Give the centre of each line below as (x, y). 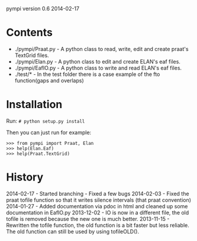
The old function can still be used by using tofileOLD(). (73, 232)
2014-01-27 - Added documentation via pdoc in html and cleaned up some (97, 206)
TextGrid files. (32, 55)
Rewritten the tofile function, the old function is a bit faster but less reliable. (98, 225)
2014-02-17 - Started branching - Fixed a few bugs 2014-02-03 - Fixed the (98, 194)
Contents (30, 33)
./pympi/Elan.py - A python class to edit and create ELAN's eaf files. (97, 61)
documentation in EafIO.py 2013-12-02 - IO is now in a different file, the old (98, 213)
